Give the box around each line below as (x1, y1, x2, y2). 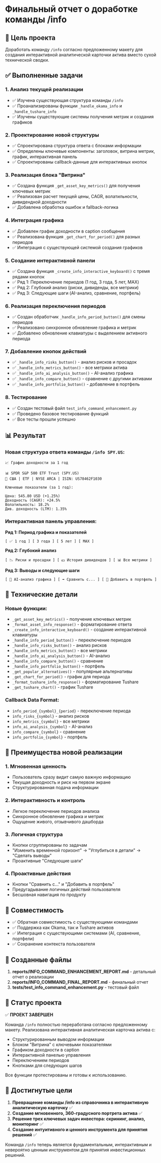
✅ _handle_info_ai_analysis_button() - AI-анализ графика (12, 370, 134, 376)
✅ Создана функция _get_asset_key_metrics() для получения (12, 183, 140, 189)
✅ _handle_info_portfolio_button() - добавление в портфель (12, 381, 140, 387)
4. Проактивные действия (5, 870, 71, 877)
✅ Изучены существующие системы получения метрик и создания (12, 113, 154, 119)
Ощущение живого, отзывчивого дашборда (12, 819, 104, 825)
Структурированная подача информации (12, 785, 99, 791)
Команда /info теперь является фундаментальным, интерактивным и (5, 1141, 152, 1147)
